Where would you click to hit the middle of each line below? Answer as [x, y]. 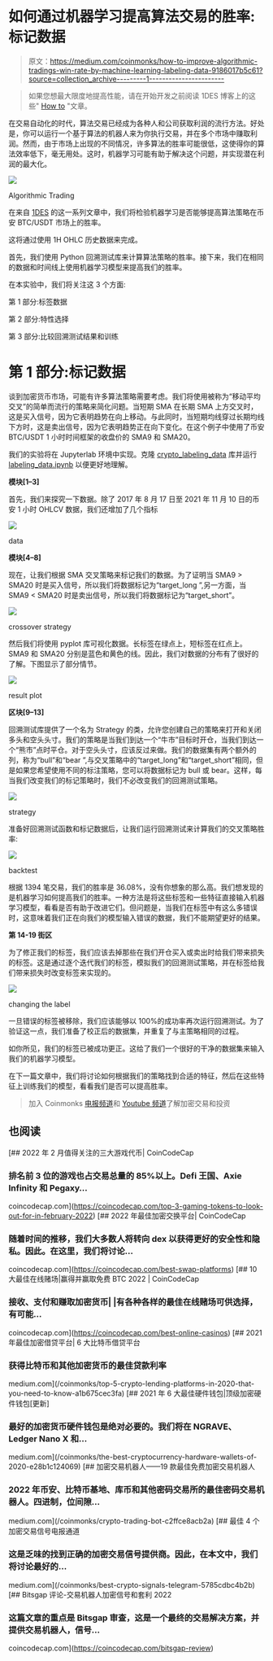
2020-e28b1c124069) [45, 1466]
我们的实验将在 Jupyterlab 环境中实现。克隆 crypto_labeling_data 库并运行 [133, 454]
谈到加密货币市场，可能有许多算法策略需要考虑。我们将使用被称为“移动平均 [135, 396]
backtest [23, 870]
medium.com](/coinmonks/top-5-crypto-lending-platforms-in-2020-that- [131, 1383]
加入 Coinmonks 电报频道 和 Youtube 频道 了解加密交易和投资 [129, 1103]
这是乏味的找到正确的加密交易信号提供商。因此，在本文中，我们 [133, 1554]
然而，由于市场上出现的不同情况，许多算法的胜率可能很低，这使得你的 [140, 143]
